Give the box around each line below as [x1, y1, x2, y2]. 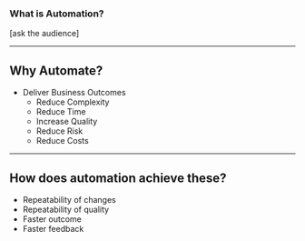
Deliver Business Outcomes [22, 87, 126, 98]
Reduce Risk [35, 126, 84, 136]
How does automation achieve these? [9, 170, 227, 186]
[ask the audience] [9, 28, 80, 39]
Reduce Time [35, 106, 86, 117]
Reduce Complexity [35, 96, 110, 107]
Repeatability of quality [22, 204, 110, 215]
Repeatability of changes [22, 194, 116, 205]
